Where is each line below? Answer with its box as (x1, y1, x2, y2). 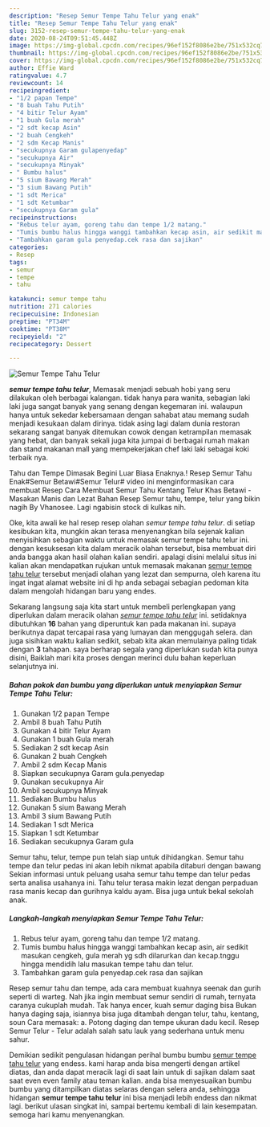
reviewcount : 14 (9, 79, 63, 87)
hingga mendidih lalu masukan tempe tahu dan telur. (20, 959, 194, 969)
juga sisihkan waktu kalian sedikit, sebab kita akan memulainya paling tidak (9, 636, 257, 646)
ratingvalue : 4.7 (9, 71, 67, 80)
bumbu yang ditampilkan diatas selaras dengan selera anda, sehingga (9, 1084, 240, 1094)
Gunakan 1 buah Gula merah (20, 734, 115, 744)
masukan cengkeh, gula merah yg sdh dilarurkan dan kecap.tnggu (20, 951, 240, 961)
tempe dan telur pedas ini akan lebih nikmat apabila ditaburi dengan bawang (9, 861, 261, 871)
